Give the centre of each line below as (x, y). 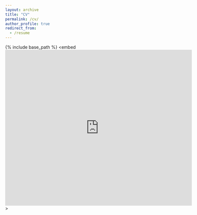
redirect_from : (21, 28)
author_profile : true (28, 24)
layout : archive (22, 10)
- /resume (20, 33)
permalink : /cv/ (22, 19)
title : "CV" (17, 14)
